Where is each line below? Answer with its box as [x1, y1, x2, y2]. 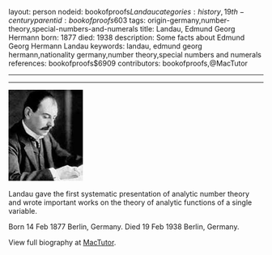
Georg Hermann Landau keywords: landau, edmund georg [8, 41, 202, 51]
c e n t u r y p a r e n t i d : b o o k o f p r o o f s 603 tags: [8, 15, 147, 25]
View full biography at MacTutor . [8, 238, 117, 247]
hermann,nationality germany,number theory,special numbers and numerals [8, 50, 261, 59]
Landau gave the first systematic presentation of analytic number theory [8, 189, 249, 198]
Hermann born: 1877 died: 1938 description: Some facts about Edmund [8, 32, 245, 42]
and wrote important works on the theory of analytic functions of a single [8, 198, 253, 207]
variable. [8, 206, 38, 215]
